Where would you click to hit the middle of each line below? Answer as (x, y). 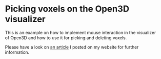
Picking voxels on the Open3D (67, 9)
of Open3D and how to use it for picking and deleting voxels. (66, 38)
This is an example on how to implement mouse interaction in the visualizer (80, 32)
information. (17, 52)
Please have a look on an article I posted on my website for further (72, 47)
